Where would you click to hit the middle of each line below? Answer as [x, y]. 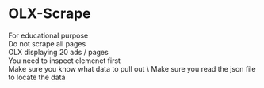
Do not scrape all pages [47, 43]
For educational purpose [48, 35]
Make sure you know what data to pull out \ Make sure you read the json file [132, 68]
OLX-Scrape [50, 14]
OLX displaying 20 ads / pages [58, 52]
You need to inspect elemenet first [65, 60]
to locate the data [37, 77]
